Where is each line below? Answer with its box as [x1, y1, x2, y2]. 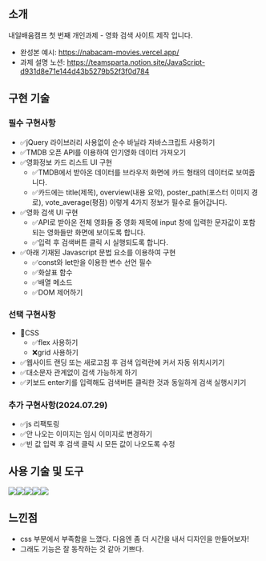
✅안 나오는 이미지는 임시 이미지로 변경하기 [19, 429, 153, 439]
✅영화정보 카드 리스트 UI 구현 [19, 157, 113, 166]
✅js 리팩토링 [19, 419, 60, 429]
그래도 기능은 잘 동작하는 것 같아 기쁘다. [19, 543, 144, 554]
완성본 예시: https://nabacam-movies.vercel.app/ [19, 47, 179, 57]
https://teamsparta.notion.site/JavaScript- [66, 57, 206, 66]
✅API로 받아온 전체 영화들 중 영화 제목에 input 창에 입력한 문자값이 [31, 217, 241, 226]
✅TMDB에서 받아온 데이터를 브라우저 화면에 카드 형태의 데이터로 [31, 167, 234, 177]
